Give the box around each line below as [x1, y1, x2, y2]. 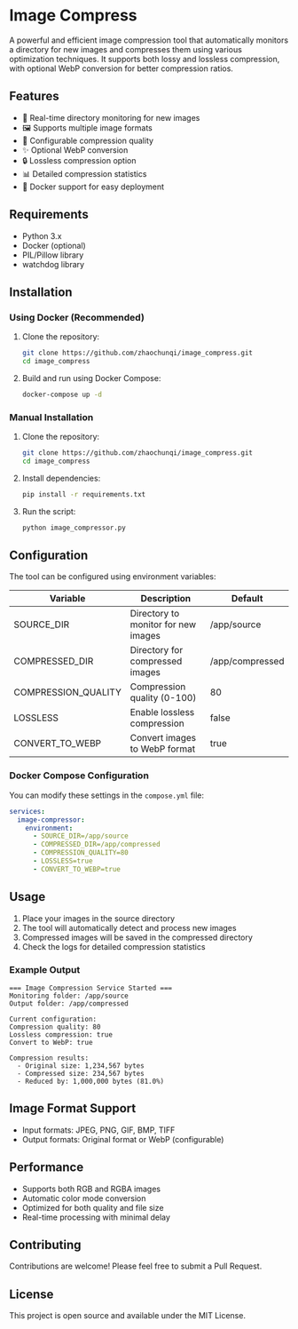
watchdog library [21, 259, 85, 269]
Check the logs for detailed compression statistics [21, 941, 206, 951]
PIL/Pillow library [21, 250, 84, 260]
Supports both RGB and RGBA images [21, 1183, 161, 1194]
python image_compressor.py [21, 523, 126, 532]
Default [231, 593, 263, 605]
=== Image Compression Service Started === [9, 983, 173, 992]
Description [140, 593, 192, 605]
